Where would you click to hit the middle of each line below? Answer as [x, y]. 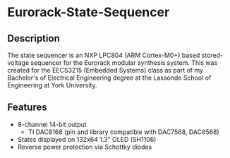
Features [27, 108]
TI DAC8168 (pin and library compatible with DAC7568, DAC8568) [124, 132]
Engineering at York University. [52, 85]
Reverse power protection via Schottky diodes [85, 147]
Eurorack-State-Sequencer [89, 12]
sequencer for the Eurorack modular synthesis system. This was [124, 63]
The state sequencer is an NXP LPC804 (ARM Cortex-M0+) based [104, 55]
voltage [18, 63]
